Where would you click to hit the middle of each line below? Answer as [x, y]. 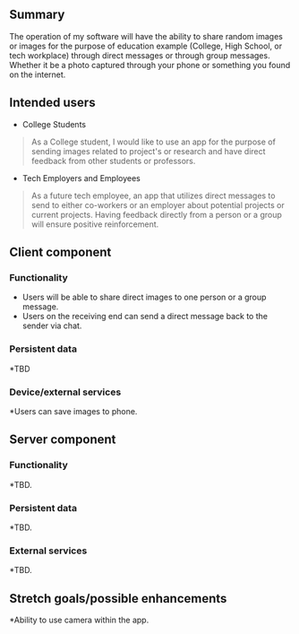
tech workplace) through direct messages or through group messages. [140, 55]
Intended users [52, 103]
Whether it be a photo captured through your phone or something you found [150, 65]
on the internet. [38, 74]
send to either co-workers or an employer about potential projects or [158, 204]
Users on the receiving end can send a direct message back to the [145, 317]
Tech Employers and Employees [81, 178]
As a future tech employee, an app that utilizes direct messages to [153, 195]
